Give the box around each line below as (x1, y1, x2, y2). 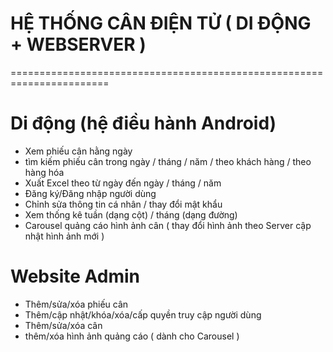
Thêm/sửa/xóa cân (24, 319, 103, 331)
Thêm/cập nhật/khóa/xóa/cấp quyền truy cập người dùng (24, 308, 262, 321)
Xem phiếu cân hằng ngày (24, 145, 133, 157)
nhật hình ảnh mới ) (24, 230, 105, 242)
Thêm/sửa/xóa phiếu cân (24, 298, 129, 310)
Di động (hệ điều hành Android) (10, 112, 277, 135)
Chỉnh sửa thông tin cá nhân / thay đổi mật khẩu (24, 198, 223, 210)
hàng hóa (24, 166, 65, 178)
